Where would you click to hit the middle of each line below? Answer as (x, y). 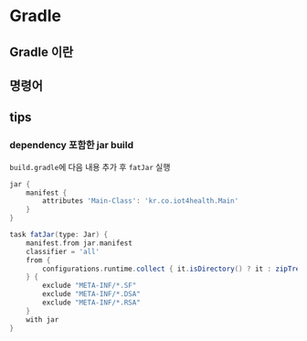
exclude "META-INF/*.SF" (90, 286)
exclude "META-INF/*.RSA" (92, 303)
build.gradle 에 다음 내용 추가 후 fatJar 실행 (90, 166)
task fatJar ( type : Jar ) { (58, 235)
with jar (42, 320)
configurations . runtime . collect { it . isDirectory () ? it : (157, 269)
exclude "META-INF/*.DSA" (92, 294)
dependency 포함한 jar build (72, 145)
